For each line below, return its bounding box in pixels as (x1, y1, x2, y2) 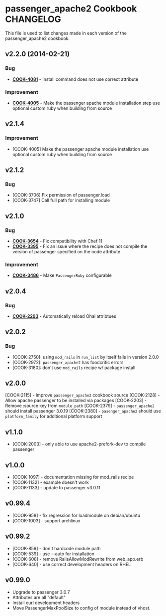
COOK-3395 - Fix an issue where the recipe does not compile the (12, 243, 148, 249)
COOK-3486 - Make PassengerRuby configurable (12, 272, 112, 278)
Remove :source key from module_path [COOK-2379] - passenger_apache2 (5, 403, 155, 409)
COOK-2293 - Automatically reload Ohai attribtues (12, 313, 117, 319)
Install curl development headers (12, 600, 80, 606)
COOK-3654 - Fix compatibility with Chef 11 (12, 238, 103, 244)
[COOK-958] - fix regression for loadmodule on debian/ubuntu (12, 512, 141, 518)
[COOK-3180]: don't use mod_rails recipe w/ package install (12, 365, 136, 371)
